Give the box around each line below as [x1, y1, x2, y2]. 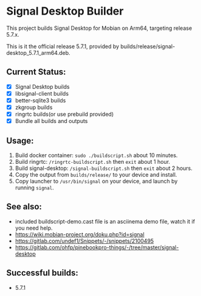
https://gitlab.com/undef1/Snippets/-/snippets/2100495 [15, 237, 154, 244]
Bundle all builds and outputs [15, 118, 88, 125]
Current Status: [6, 67, 66, 77]
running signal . [15, 184, 55, 191]
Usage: [6, 135, 35, 146]
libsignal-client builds [15, 90, 69, 97]
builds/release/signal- [120, 43, 175, 50]
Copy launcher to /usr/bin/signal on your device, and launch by [15, 177, 178, 185]
